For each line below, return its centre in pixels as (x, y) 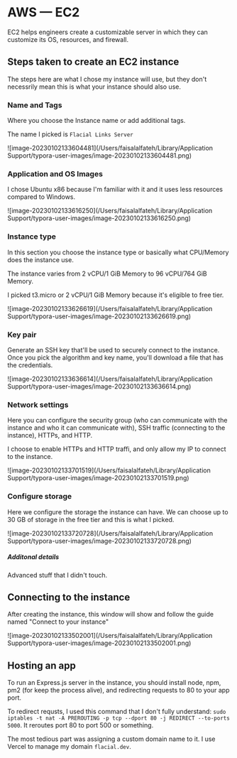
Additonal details (33, 557)
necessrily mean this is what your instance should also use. (94, 87)
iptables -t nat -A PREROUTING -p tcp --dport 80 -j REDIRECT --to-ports (119, 718)
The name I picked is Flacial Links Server (70, 134)
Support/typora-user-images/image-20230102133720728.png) (99, 541)
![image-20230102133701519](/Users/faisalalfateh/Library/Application (109, 470)
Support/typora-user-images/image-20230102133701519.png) (98, 478)
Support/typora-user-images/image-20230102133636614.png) (99, 386)
